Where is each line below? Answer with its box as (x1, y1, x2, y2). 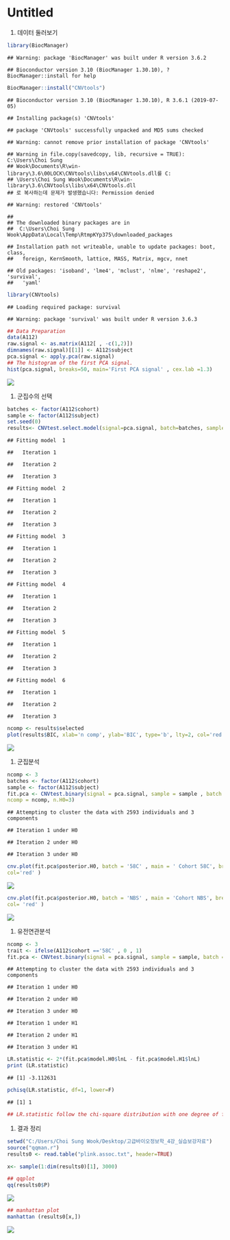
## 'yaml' (7, 279, 41, 286)
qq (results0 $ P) (7, 1182, 51, 1189)
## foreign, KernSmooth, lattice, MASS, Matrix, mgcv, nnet (7, 255, 188, 262)
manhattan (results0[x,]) (7, 1213, 81, 1221)
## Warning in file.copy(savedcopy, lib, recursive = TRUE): (7, 151, 186, 158)
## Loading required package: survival (7, 304, 121, 311)
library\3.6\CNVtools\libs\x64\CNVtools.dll (7, 182, 136, 189)
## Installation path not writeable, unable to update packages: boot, (7, 243, 216, 250)
